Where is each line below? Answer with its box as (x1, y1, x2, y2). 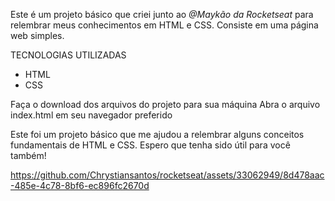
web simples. (10, 30, 65, 41)
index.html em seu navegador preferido (10, 109, 173, 121)
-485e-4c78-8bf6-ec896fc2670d (10, 180, 150, 191)
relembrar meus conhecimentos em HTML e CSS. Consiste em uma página (10, 19, 319, 31)
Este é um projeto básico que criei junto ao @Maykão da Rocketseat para (10, 9, 314, 20)
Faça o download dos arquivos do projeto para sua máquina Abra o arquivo (10, 99, 321, 110)
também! (10, 150, 47, 161)
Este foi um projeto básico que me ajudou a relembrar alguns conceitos (10, 129, 305, 140)
